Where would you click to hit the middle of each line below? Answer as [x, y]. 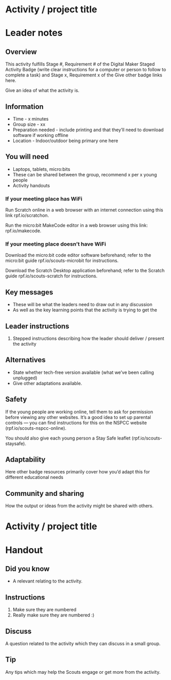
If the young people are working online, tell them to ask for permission [79, 412]
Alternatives [26, 360]
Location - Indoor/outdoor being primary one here [66, 141]
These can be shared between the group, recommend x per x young [85, 174]
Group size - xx [29, 124]
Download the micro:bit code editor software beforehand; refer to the [78, 255]
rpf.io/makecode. [24, 231]
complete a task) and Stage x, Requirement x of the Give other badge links [84, 75]
